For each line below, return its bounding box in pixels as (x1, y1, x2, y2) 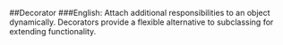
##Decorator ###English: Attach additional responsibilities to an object (9, 8, 270, 18)
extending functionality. (9, 26, 97, 36)
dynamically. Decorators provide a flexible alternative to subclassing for (9, 17, 274, 27)
